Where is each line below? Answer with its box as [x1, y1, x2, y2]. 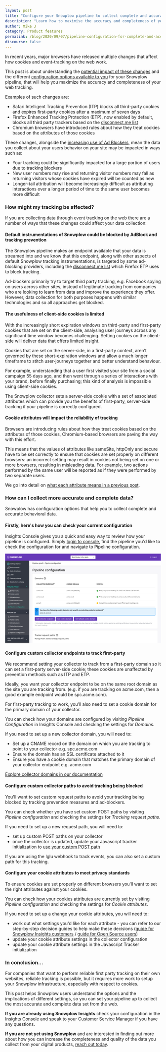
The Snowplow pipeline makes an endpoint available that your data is [5, 248, 146, 254]
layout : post [5, 8, 32, 13]
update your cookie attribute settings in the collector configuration [12, 936, 148, 942]
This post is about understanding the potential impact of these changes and [5, 68, 160, 74]
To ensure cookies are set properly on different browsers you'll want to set [5, 881, 157, 887]
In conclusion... [5, 959, 43, 966]
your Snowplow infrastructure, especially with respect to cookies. [5, 981, 139, 987]
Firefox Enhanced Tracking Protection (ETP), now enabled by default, [12, 114, 154, 120]
